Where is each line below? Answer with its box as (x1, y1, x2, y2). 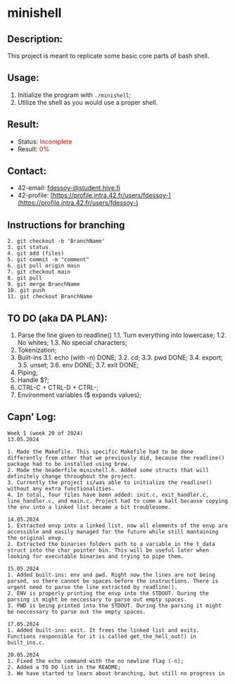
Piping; (17, 368, 39, 377)
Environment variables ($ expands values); (17, 391, 142, 399)
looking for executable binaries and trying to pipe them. (7, 552, 184, 560)
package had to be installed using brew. (7, 460, 131, 467)
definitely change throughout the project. (7, 473, 137, 480)
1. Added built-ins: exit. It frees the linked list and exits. (7, 626, 200, 634)
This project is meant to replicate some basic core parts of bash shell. (7, 51, 210, 60)
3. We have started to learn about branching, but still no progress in (7, 670, 225, 677)
